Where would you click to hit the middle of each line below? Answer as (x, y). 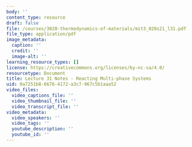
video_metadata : (26, 112)
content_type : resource (36, 17)
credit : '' (25, 51)
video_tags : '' (31, 124)
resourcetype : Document (36, 73)
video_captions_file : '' (43, 95)
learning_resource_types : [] (43, 62)
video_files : (22, 90)
